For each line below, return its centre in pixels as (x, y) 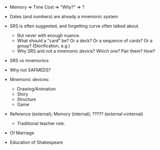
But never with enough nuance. (49, 35)
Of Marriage (22, 133)
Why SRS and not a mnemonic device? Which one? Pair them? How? (86, 51)
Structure (26, 99)
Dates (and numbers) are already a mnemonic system (64, 16)
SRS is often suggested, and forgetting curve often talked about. (74, 26)
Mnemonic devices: (30, 79)
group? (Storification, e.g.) (44, 46)
